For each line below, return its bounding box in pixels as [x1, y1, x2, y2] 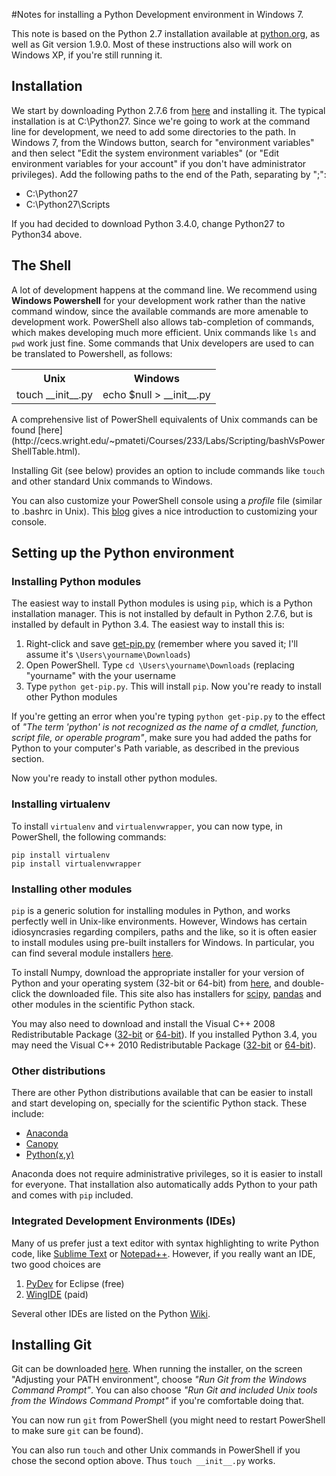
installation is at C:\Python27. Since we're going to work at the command [11, 115, 311, 127]
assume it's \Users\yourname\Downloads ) [25, 649, 191, 661]
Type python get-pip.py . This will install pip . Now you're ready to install [25, 680, 322, 693]
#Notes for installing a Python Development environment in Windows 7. [11, 9, 304, 20]
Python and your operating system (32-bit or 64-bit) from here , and [11, 977, 290, 989]
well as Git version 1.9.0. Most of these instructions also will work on [11, 39, 293, 50]
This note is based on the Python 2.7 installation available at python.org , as [11, 28, 321, 39]
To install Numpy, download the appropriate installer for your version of [11, 966, 305, 978]
